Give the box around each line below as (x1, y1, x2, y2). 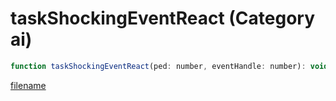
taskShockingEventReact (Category (10, 7, 316, 30)
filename (10, 79, 47, 91)
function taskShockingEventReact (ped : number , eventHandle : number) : (10, 61, 307, 71)
